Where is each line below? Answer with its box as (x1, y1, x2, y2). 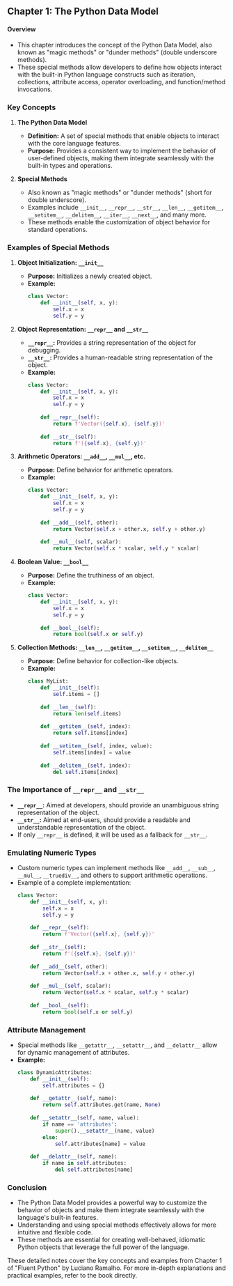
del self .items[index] (52, 768, 119, 775)
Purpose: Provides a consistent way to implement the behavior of (27, 146, 216, 155)
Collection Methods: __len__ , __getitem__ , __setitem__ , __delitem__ (17, 644, 214, 652)
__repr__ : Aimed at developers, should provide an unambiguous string (17, 800, 219, 809)
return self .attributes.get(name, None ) (42, 1101, 161, 1108)
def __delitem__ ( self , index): (40, 762, 131, 769)
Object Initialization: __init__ (17, 258, 104, 267)
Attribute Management (7, 1025, 86, 1035)
